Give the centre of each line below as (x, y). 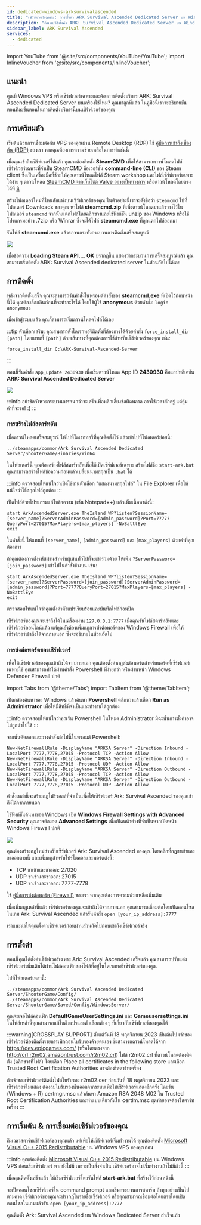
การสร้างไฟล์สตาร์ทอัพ (32, 424)
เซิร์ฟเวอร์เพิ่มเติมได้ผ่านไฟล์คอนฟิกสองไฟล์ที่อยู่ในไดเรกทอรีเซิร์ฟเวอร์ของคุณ (82, 966)
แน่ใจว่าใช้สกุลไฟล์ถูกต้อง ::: (34, 490)
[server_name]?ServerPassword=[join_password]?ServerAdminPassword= (94, 582)
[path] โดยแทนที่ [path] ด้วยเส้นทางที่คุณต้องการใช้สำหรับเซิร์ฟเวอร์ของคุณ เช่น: (89, 338)
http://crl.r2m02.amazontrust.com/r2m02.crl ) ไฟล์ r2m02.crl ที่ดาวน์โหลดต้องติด (100, 1054)
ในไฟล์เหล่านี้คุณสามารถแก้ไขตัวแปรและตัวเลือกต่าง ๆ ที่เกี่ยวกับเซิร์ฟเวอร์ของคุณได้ (87, 1022)
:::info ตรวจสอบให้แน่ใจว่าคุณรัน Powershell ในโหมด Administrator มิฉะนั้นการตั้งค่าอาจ (100, 718)
